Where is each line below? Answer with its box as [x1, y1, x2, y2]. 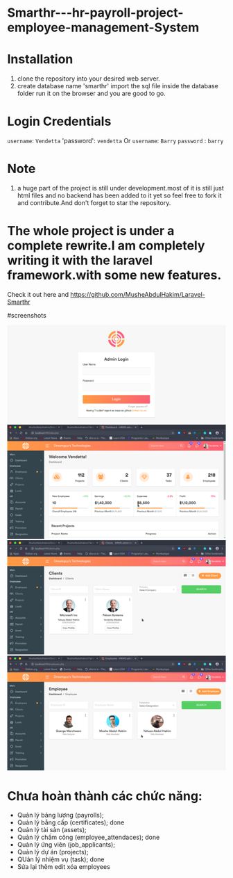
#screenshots [7, 311, 46, 319]
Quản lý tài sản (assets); [17, 826, 87, 834]
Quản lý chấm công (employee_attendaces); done [17, 833, 160, 842]
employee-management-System [7, 19, 200, 35]
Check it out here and [7, 290, 69, 298]
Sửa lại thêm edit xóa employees [17, 863, 111, 871]
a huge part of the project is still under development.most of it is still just [17, 184, 224, 192]
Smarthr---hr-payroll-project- [7, 5, 184, 21]
